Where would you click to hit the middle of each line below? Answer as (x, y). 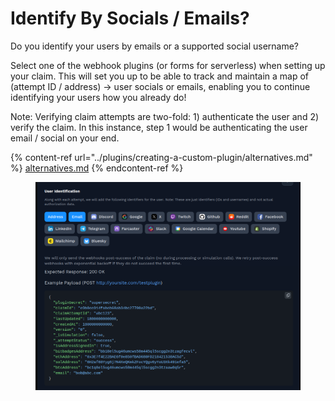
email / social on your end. (65, 138)
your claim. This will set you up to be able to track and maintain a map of (160, 76)
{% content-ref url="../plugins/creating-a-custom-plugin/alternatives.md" (161, 157)
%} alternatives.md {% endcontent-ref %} (97, 168)
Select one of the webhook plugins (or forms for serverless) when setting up (168, 65)
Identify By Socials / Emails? (130, 18)
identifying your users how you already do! (98, 97)
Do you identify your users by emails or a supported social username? (155, 46)
